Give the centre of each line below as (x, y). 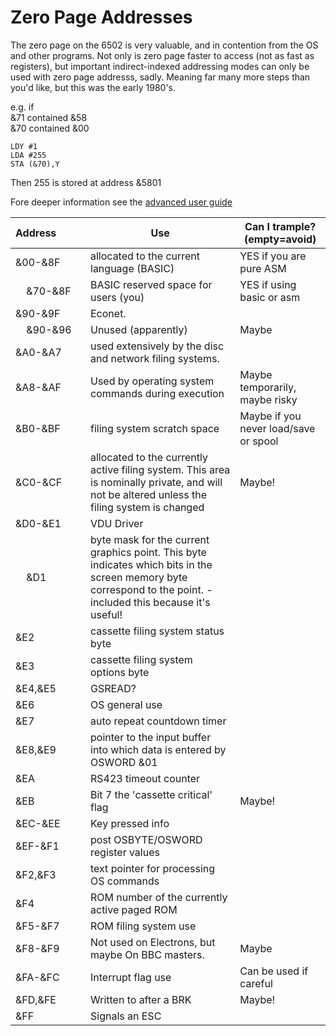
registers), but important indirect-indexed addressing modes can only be (160, 66)
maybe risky (268, 399)
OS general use (126, 704)
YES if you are (273, 256)
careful (256, 983)
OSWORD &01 (124, 762)
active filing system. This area (160, 469)
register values (125, 852)
